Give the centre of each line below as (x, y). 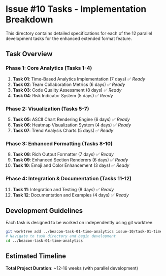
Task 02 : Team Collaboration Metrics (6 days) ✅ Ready (69, 84)
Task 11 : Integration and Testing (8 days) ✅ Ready (63, 189)
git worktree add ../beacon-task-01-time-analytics (60, 232)
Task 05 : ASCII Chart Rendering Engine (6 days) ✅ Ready (71, 119)
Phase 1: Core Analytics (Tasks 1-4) (49, 68)
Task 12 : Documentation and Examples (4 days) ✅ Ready (71, 195)
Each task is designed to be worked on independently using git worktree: (80, 223)
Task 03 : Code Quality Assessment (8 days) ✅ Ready (67, 90)
